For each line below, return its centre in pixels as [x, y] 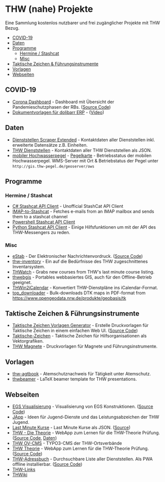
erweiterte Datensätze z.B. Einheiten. [50, 145]
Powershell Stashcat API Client [43, 222]
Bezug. [12, 28]
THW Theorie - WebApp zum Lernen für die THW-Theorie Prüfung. [81, 448]
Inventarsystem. [29, 266]
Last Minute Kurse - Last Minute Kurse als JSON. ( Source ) [71, 427]
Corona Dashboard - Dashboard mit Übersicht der [63, 102]
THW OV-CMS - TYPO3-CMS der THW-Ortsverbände [67, 443]
